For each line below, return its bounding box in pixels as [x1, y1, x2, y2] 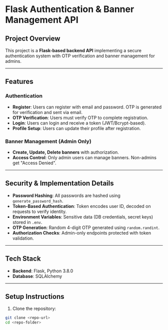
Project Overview [5, 34, 60, 43]
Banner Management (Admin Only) [5, 138, 91, 145]
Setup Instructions [5, 292, 64, 301]
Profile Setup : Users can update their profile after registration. [12, 125, 141, 131]
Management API [5, 14, 78, 26]
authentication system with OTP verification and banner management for [5, 53, 155, 59]
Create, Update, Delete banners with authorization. [12, 149, 119, 155]
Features [5, 77, 33, 86]
